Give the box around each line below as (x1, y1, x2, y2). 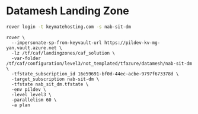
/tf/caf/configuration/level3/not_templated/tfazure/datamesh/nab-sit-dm (6, 61, 193, 66)
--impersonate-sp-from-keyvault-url (11, 40, 102, 46)
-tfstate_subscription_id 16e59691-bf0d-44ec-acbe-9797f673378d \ (11, 71, 179, 77)
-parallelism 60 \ (11, 97, 58, 103)
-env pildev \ (11, 86, 46, 93)
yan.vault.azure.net (6, 45, 58, 51)
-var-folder (11, 55, 41, 61)
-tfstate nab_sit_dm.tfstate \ (11, 81, 89, 87)
